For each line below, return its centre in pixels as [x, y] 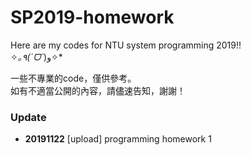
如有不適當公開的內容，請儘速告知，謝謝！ [98, 90]
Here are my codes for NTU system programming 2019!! [126, 45]
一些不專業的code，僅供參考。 [73, 78]
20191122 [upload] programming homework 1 [118, 139]
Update [28, 117]
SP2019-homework [92, 17]
